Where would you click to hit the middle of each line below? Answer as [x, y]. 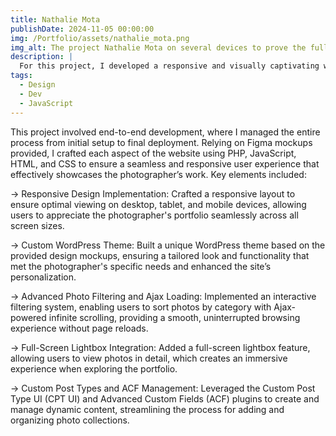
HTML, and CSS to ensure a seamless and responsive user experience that [165, 163]
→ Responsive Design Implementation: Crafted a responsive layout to [153, 193]
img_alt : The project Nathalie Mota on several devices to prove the [158, 47]
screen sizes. [37, 225]
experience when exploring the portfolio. [94, 368]
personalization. [43, 277]
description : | [42, 57]
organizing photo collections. [70, 420]
